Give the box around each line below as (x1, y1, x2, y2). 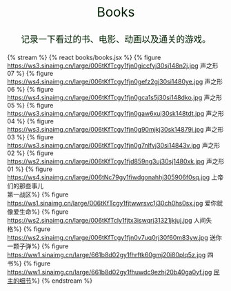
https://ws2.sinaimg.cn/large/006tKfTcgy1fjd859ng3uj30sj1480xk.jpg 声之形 (7, 157, 225, 165)
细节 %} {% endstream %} (19, 277, 93, 285)
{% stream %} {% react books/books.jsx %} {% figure (7, 53, 161, 61)
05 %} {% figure (7, 101, 54, 109)
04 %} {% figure (7, 117, 54, 125)
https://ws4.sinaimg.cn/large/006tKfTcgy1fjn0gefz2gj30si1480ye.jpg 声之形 (7, 77, 223, 86)
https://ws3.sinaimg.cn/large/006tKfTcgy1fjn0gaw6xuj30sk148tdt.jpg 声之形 (7, 110, 224, 117)
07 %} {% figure (7, 70, 54, 77)
